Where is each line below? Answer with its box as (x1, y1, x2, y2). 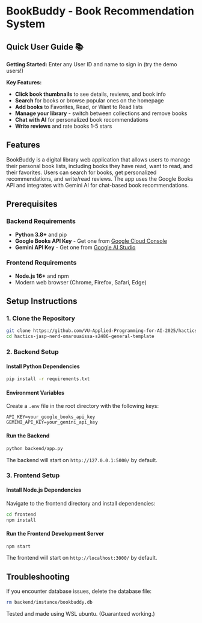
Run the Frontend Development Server (6, 530, 105, 537)
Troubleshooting (6, 571, 70, 582)
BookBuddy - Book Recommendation (6, 4, 194, 18)
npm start (6, 543, 31, 549)
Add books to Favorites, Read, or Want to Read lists (14, 104, 143, 110)
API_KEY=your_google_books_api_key (6, 414, 96, 420)
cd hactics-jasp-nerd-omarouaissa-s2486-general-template (6, 333, 155, 340)
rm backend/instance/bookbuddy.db (6, 600, 93, 606)
